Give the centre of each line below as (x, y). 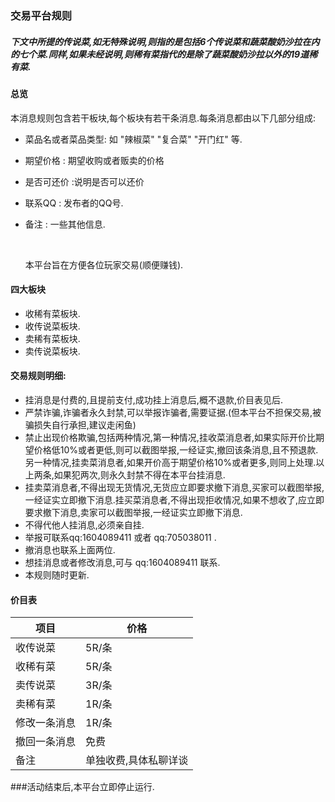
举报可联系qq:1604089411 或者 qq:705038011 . (120, 537)
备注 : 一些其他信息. (65, 224)
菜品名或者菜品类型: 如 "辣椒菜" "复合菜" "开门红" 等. (133, 139)
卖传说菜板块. (52, 351)
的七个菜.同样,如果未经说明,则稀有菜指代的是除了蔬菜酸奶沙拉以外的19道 (160, 54)
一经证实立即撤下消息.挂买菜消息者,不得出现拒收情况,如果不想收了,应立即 (174, 499)
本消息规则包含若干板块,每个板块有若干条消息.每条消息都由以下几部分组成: (163, 118)
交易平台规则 (41, 15)
